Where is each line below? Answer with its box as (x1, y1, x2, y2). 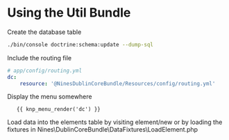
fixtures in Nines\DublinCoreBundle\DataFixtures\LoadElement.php (7, 125, 198, 134)
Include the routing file (7, 53, 71, 62)
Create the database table (7, 28, 82, 36)
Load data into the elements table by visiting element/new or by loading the (7, 118, 223, 126)
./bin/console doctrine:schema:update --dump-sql (7, 41, 154, 48)
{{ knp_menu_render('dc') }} (16, 106, 101, 113)
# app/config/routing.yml (7, 67, 82, 74)
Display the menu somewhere (7, 92, 92, 101)
